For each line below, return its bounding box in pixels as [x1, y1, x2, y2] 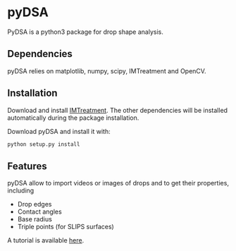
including [7, 186, 35, 195]
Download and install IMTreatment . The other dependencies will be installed [7, 106, 228, 114]
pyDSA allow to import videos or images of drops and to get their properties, [7, 179, 229, 188]
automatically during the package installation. [7, 114, 139, 122]
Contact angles [17, 207, 62, 216]
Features [7, 160, 47, 172]
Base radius [17, 215, 53, 224]
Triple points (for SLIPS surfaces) [17, 223, 114, 231]
